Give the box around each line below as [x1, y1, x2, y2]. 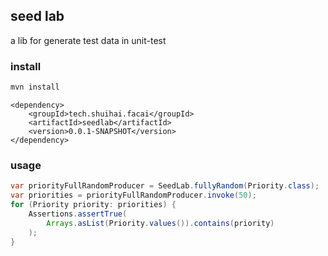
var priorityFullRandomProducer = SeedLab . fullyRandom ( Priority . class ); [10, 181, 320, 191]
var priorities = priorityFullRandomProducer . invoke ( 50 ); [10, 190, 257, 201]
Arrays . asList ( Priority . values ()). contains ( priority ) [46, 218, 275, 228]
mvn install [10, 82, 60, 93]
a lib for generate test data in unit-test [10, 34, 167, 46]
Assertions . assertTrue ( [28, 209, 128, 219]
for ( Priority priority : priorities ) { [10, 200, 177, 210]
